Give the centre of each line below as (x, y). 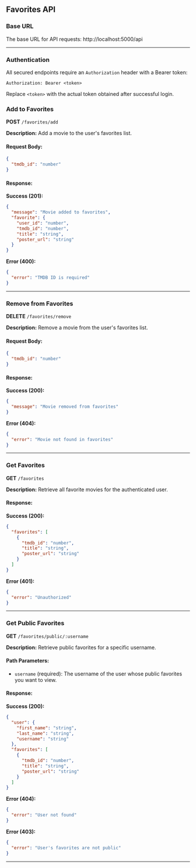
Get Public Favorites (35, 624)
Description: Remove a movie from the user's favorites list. (77, 328)
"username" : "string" (43, 739)
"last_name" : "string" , (45, 733)
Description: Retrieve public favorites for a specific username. (81, 647)
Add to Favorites (30, 109)
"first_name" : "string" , (47, 728)
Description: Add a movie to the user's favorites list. (69, 133)
